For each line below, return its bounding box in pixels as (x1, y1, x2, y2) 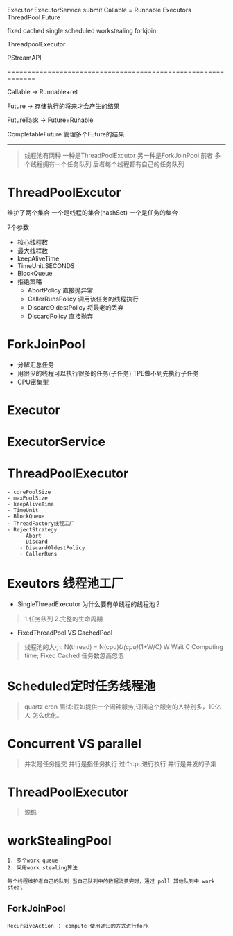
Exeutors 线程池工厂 (7, 576, 123, 592)
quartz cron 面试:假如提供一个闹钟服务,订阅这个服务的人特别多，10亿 (24, 703, 221, 711)
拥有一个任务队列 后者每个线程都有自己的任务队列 (42, 160, 184, 168)
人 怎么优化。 (24, 712, 63, 720)
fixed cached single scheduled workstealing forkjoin (7, 27, 157, 35)
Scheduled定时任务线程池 (7, 678, 156, 694)
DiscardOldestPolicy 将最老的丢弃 (27, 303, 124, 311)
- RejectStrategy (7, 527, 58, 533)
